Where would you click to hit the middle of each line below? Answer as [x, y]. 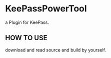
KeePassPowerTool [46, 9]
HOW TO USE [26, 38]
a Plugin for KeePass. [27, 22]
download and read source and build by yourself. [56, 50]
